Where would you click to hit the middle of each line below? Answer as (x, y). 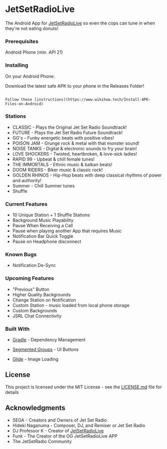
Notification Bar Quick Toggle (43, 236)
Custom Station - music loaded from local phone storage (71, 305)
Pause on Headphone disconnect (47, 242)
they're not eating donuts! (32, 28)
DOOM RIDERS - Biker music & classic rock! (57, 170)
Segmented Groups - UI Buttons (45, 349)
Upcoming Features (29, 278)
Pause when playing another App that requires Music (67, 231)
